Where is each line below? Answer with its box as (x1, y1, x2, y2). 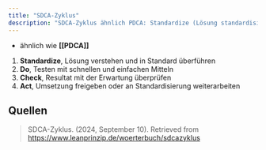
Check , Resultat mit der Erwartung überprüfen (19, 73, 172, 82)
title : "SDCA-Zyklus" (8, 11, 80, 20)
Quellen (8, 103, 47, 117)
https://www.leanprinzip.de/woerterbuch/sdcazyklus (27, 133, 200, 143)
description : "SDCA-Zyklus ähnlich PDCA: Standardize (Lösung (8, 19, 218, 27)
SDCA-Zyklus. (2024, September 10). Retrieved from (27, 125, 199, 134)
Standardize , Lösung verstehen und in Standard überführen (19, 56, 216, 66)
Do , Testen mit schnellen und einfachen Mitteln (19, 64, 174, 73)
